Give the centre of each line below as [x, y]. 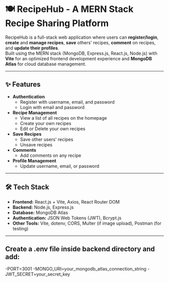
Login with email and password [52, 107]
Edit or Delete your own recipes [53, 129]
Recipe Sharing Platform [57, 23]
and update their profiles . [32, 48]
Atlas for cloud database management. [46, 64]
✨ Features [23, 85]
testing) [20, 228]
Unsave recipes [36, 145]
